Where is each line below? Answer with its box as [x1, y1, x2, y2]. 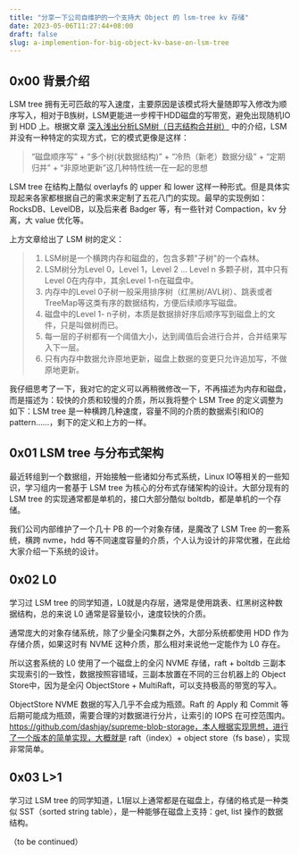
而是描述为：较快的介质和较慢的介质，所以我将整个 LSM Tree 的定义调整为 [9, 395, 284, 406]
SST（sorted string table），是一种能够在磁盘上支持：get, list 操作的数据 [19, 806, 284, 817]
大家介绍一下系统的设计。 [9, 546, 104, 557]
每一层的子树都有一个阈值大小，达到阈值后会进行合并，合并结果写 [44, 331, 287, 342]
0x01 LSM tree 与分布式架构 [9, 446, 164, 461]
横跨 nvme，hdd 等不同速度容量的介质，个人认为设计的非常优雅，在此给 [24, 534, 291, 545]
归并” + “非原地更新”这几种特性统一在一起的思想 [30, 163, 208, 173]
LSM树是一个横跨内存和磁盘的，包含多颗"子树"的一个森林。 [44, 253, 265, 264]
